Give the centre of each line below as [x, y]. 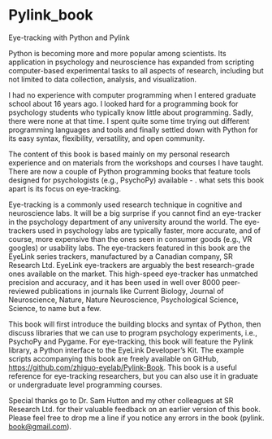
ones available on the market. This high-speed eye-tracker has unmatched [133, 274]
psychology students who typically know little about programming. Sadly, [131, 112]
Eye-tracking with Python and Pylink [69, 37]
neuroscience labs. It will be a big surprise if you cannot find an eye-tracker [135, 213]
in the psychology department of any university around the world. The [126, 222]
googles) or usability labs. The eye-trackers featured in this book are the [130, 248]
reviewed [24, 291]
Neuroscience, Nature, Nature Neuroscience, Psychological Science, [124, 300]
